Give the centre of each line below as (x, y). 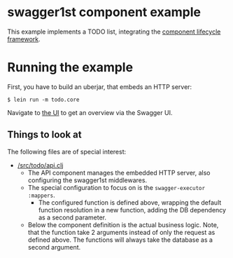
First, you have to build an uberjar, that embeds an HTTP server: (100, 87)
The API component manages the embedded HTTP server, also (119, 172)
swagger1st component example (104, 12)
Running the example (70, 68)
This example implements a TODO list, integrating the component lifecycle (114, 32)
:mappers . (41, 195)
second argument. (54, 247)
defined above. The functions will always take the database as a (120, 240)
